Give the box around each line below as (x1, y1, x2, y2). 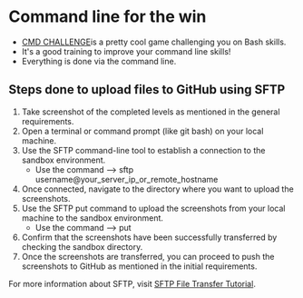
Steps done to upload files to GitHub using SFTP (8, 82, 286, 97)
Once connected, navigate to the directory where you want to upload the (21, 184, 294, 194)
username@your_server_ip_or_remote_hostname (34, 174, 219, 184)
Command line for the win (8, 6, 207, 27)
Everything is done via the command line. (21, 55, 177, 66)
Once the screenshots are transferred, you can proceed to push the (21, 251, 275, 262)
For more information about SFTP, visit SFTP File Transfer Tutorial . (8, 278, 256, 289)
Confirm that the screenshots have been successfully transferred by (21, 232, 278, 243)
